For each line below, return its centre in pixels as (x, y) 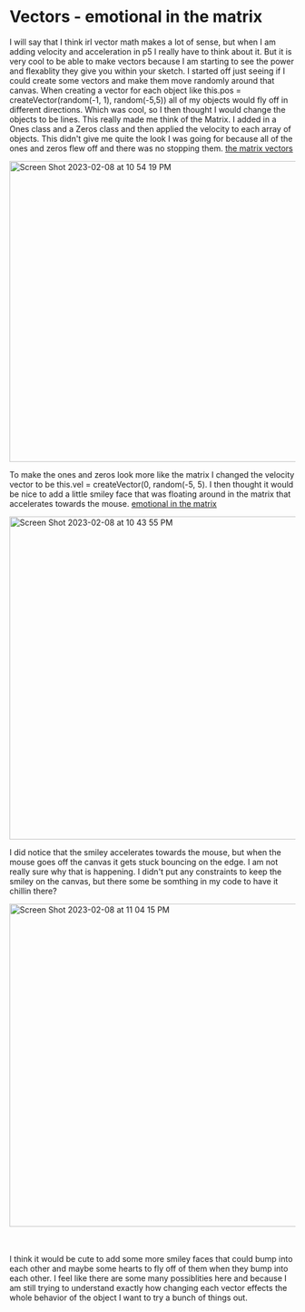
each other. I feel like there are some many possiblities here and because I (148, 1278)
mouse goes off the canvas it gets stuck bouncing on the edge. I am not (144, 862)
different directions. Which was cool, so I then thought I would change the (148, 109)
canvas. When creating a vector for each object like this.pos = (126, 90)
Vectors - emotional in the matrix (136, 17)
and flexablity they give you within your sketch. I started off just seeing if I (148, 71)
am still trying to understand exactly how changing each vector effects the (148, 1287)
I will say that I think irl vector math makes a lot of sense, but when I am (143, 42)
